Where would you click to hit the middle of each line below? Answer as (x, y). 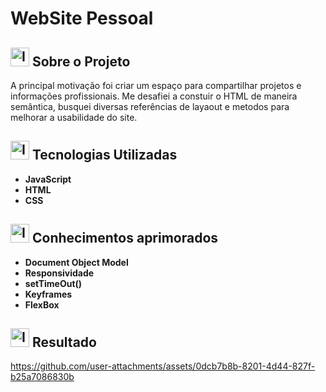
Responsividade (59, 273)
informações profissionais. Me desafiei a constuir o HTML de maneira (154, 96)
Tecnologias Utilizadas (104, 155)
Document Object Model (76, 262)
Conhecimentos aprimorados (125, 238)
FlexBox (42, 304)
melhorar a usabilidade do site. (74, 117)
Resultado (64, 342)
